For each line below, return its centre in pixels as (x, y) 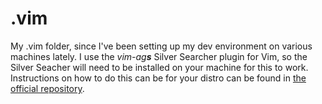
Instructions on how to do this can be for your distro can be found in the (158, 78)
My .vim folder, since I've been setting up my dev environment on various (161, 46)
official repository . (47, 88)
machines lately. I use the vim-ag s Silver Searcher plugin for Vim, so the (159, 56)
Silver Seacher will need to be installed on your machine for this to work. (159, 67)
